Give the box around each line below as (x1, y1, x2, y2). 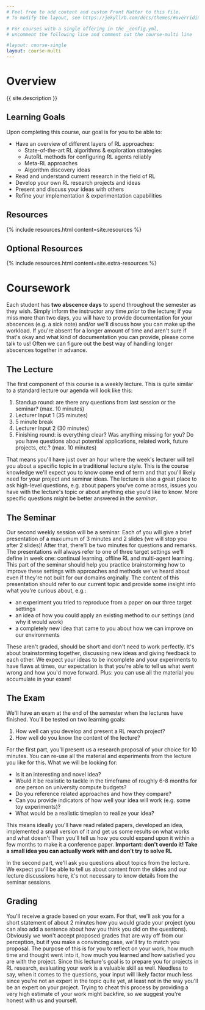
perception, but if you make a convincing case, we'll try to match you (6, 938, 180, 945)
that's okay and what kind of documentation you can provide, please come (6, 334, 195, 341)
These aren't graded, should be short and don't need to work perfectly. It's (6, 643, 195, 650)
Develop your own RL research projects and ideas (15, 179, 141, 186)
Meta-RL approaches (24, 159, 78, 167)
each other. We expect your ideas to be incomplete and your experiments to (6, 656, 197, 663)
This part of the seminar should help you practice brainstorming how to (6, 561, 185, 568)
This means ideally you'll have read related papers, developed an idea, (6, 821, 184, 828)
